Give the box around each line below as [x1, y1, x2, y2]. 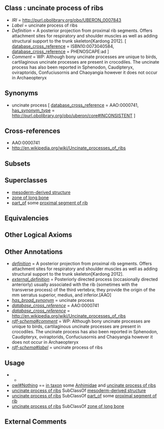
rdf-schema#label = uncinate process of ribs [11, 345, 103, 351]
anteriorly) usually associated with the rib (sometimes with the [11, 282, 138, 287]
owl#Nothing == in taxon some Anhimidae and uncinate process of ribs [11, 382, 156, 389]
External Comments [4, 418, 67, 426]
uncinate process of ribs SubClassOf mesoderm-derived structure [11, 388, 146, 393]
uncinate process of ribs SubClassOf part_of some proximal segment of [11, 393, 157, 399]
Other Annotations [4, 248, 63, 256]
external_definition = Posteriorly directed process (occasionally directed [11, 276, 158, 283]
